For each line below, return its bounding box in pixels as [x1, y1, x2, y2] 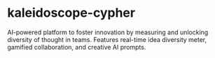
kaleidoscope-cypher [7, 5, 135, 21]
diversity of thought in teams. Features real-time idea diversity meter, [7, 35, 207, 43]
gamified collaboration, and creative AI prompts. [7, 43, 146, 51]
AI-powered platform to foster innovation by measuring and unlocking [7, 28, 209, 36]
